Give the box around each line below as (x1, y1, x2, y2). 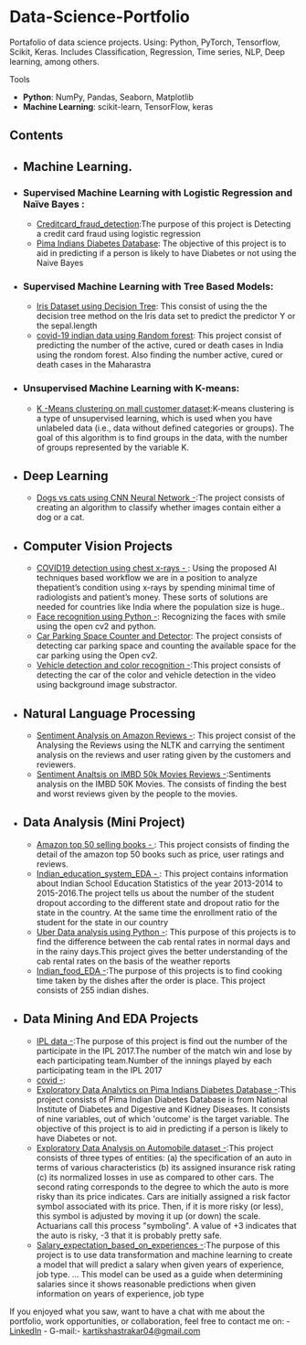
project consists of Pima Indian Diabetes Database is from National (36, 1094, 288, 1105)
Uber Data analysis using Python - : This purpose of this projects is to (36, 926, 297, 937)
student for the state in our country (36, 916, 169, 927)
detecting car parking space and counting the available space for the (36, 640, 297, 651)
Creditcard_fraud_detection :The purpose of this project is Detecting (36, 219, 291, 230)
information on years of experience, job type (36, 1287, 205, 1299)
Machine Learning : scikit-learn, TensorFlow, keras (22, 101, 214, 112)
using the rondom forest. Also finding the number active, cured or (36, 349, 283, 360)
